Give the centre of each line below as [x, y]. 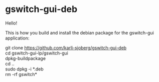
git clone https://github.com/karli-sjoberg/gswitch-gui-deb [66, 47]
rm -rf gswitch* [21, 74]
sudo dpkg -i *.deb [24, 69]
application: [17, 38]
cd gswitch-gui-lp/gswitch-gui [37, 53]
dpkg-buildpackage [26, 58]
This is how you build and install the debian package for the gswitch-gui [79, 32]
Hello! [11, 23]
